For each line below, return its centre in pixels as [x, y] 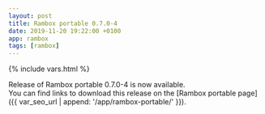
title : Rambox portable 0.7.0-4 [63, 23]
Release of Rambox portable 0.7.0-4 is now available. [97, 85]
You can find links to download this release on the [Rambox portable [122, 93]
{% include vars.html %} [49, 69]
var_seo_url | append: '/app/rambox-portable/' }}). [103, 102]
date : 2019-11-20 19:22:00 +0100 [65, 31]
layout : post [30, 16]
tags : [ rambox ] [34, 46]
